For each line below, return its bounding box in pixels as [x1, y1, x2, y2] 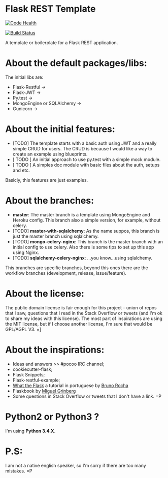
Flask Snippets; [12, 371, 45, 377]
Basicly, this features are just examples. [5, 177, 88, 183]
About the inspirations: [5, 344, 105, 356]
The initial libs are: [5, 74, 44, 80]
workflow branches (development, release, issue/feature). [5, 270, 127, 276]
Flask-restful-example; [12, 377, 60, 383]
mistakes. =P [5, 468, 32, 474]
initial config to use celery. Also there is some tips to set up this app [12, 244, 154, 250]
